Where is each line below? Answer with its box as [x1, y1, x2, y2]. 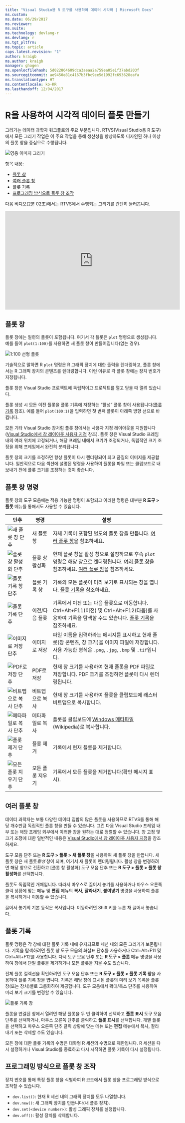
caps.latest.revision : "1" [5, 49, 61, 54]
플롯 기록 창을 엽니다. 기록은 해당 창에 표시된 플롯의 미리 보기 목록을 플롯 [18, 977, 160, 983]
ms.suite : [5, 26, 26, 31]
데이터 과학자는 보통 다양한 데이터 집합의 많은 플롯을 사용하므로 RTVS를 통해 [5, 816, 154, 822]
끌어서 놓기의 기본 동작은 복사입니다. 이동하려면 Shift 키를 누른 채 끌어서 [5, 904, 145, 910]
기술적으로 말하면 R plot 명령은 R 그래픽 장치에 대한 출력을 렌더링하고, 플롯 [5, 361, 151, 368]
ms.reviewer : [5, 21, 32, 27]
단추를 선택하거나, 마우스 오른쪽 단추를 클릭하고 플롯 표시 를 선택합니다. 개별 [5, 1017, 151, 1023]
